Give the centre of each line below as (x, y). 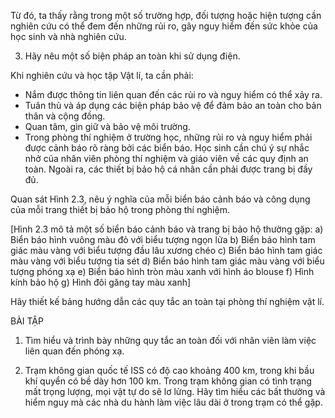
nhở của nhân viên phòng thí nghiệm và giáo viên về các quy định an (166, 158)
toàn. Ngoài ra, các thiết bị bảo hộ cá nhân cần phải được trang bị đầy (168, 169)
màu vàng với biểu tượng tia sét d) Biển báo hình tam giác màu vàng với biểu (167, 261)
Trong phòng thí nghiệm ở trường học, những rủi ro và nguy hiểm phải (168, 137)
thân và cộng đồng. (65, 116)
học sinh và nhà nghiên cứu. (68, 36)
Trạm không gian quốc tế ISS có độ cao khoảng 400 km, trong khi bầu (169, 370)
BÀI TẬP (27, 321)
